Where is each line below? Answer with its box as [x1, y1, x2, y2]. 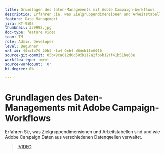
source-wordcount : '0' [5, 62, 52, 67]
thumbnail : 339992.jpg [5, 26, 52, 30]
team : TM [5, 35, 23, 40]
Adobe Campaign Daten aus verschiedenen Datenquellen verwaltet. [5, 134, 142, 140]
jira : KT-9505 [5, 21, 34, 26]
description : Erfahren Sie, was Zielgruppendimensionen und [5, 12, 131, 17]
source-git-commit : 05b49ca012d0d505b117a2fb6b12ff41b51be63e [5, 52, 135, 58]
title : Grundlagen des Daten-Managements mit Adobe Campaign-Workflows [5, 7, 155, 12]
